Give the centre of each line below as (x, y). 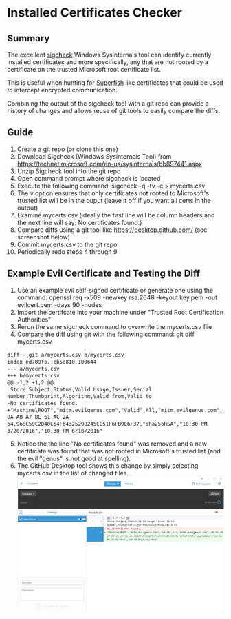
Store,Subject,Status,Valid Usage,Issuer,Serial (81, 389)
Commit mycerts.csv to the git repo (67, 244)
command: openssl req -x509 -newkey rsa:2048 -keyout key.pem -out (117, 297)
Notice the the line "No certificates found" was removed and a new (112, 444)
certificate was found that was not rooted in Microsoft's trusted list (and (119, 451)
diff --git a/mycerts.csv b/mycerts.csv (66, 355)
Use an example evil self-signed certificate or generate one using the (115, 290)
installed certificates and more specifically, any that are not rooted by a (108, 62)
